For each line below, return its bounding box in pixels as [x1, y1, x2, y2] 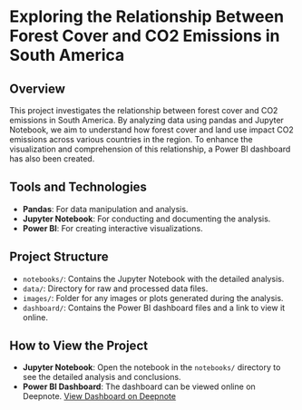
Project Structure [9, 249, 109, 265]
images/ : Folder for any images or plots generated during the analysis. [22, 292, 284, 303]
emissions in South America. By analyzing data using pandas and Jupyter [9, 115, 284, 125]
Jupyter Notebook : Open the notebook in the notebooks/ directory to [22, 362, 281, 373]
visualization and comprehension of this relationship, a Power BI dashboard [9, 143, 291, 154]
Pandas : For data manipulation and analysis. [22, 203, 189, 214]
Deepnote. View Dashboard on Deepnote [22, 391, 177, 402]
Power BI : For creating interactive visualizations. [22, 222, 203, 233]
